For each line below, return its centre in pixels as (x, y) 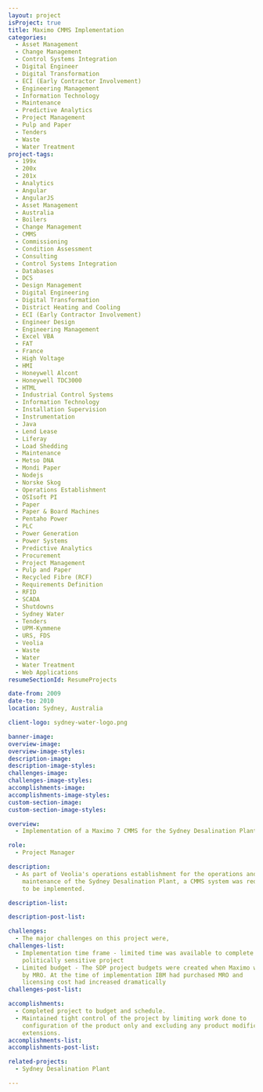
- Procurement (38, 555)
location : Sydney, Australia (56, 709)
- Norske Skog (38, 482)
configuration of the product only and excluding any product (126, 1025)
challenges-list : (36, 946)
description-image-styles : (52, 766)
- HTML (26, 388)
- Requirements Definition (59, 585)
